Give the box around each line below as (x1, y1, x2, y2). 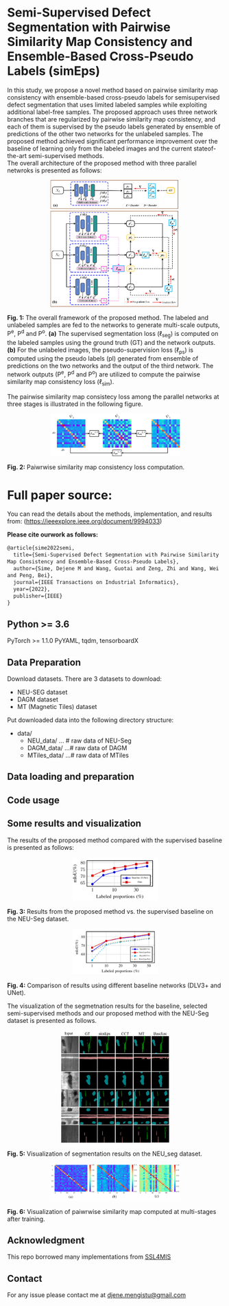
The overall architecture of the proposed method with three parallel (7, 159, 197, 167)
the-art (7, 151, 27, 159)
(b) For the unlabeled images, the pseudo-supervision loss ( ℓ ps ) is (7, 346, 194, 355)
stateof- (193, 144, 217, 153)
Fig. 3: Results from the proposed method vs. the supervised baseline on (7, 908, 214, 916)
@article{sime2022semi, (7, 545, 75, 552)
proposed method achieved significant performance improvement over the (7, 137, 218, 145)
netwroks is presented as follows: (7, 166, 102, 174)
